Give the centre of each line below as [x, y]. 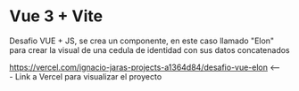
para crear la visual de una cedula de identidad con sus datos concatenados [149, 49]
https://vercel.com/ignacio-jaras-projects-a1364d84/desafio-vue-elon [139, 67]
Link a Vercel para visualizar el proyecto [88, 76]
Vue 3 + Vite [56, 16]
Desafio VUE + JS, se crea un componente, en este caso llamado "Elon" [142, 41]
